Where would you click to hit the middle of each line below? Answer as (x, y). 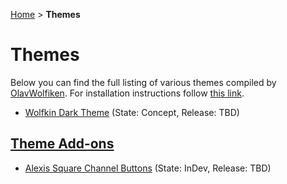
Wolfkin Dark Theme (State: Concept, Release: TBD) (132, 112)
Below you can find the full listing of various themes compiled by (143, 82)
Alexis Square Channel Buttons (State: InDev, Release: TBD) (148, 168)
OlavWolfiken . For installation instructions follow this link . (127, 93)
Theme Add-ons (62, 144)
